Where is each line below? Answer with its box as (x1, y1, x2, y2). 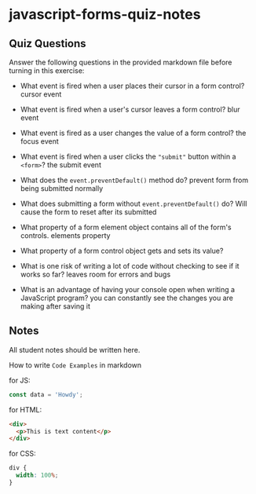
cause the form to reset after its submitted (20, 207, 157, 217)
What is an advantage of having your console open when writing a (20, 285, 235, 294)
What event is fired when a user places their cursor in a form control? (20, 81, 245, 90)
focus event (20, 137, 60, 146)
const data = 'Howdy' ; (9, 390, 83, 398)
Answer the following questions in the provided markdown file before (9, 57, 232, 67)
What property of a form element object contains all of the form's (20, 222, 232, 232)
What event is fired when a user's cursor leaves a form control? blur (20, 104, 240, 114)
